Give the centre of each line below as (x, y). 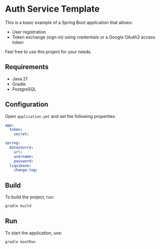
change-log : (26, 170)
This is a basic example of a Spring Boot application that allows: (69, 22)
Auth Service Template (52, 9)
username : (24, 156)
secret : (21, 134)
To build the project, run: (30, 197)
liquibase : (20, 166)
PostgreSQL (24, 89)
